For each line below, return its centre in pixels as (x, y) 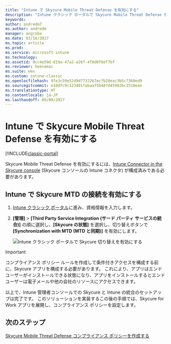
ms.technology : (21, 57)
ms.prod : (15, 48)
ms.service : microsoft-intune (37, 52)
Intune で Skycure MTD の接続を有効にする (74, 194)
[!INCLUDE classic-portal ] (32, 153)
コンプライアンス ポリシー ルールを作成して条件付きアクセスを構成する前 (82, 262)
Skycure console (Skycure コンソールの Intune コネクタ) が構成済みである (83, 170)
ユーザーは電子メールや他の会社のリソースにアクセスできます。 (72, 282)
